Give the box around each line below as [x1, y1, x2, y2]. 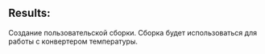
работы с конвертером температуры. [8, 36, 139, 46]
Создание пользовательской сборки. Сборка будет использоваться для [8, 27, 258, 37]
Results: [8, 6, 51, 20]
